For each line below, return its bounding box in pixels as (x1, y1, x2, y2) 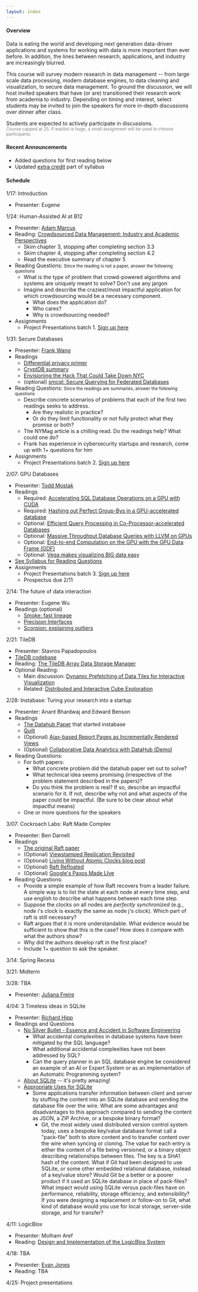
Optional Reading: (14, 666, 59, 674)
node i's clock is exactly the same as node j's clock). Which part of (23, 908, 187, 915)
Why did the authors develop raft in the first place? (23, 939, 148, 946)
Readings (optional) (14, 605, 63, 613)
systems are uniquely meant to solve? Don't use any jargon (23, 280, 168, 287)
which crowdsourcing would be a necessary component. (23, 293, 162, 300)
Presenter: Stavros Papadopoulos (14, 647, 97, 655)
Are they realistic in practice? (32, 409, 103, 416)
